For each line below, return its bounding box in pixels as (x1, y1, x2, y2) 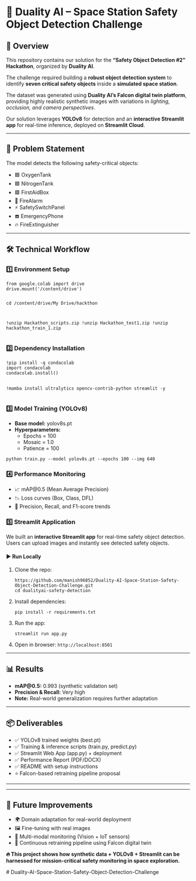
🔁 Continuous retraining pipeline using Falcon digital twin (14, 839, 152, 846)
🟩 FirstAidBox (14, 188, 50, 195)
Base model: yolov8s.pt (14, 419, 72, 426)
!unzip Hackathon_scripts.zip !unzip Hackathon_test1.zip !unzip (6, 320, 168, 326)
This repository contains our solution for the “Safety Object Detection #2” (6, 57, 185, 63)
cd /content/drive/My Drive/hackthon (6, 301, 98, 307)
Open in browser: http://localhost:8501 (14, 641, 113, 648)
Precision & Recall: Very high (14, 689, 86, 696)
